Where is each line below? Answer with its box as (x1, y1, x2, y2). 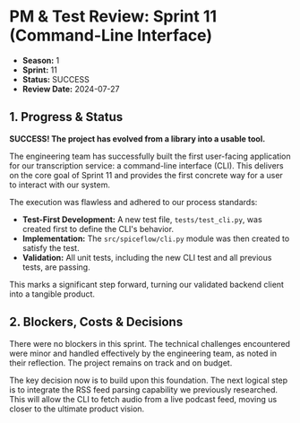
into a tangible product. (9, 289, 96, 299)
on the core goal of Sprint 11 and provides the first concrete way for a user (9, 169, 284, 180)
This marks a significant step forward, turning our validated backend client (9, 279, 285, 289)
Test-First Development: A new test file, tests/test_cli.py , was (21, 213, 262, 225)
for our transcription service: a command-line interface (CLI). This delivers (9, 160, 284, 171)
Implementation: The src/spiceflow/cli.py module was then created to (21, 233, 290, 244)
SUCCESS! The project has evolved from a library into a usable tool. (9, 133, 266, 144)
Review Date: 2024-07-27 (21, 83, 120, 94)
